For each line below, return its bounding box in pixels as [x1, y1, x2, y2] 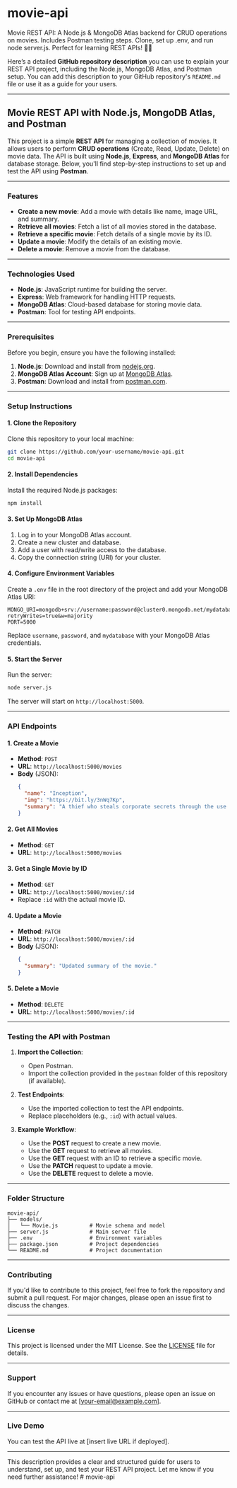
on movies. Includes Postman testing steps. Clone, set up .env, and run [7, 35, 214, 44]
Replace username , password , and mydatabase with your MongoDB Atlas [7, 631, 210, 639]
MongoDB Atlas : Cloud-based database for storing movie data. [17, 300, 202, 309]
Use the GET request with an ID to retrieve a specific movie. [28, 1154, 202, 1162]
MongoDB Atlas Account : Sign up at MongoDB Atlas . [17, 370, 173, 378]
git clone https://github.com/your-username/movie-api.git [7, 448, 185, 455]
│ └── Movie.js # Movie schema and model [7, 1222, 166, 1229]
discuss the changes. [7, 1300, 69, 1309]
